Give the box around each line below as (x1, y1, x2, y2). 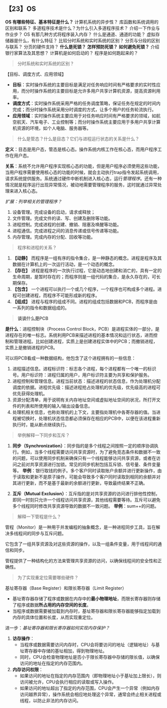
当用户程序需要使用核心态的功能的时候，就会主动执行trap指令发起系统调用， (5, 169, 162, 175)
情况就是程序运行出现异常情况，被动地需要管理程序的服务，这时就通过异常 (5, 181, 158, 187)
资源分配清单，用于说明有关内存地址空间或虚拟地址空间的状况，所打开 (12, 397, 157, 403)
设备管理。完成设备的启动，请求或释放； (12, 209, 95, 215)
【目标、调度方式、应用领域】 (5, 71, 66, 77)
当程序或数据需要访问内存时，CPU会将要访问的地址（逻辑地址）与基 (19, 641, 160, 647)
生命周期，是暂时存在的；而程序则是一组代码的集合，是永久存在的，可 (12, 273, 157, 279)
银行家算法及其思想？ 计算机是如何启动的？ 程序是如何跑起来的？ (5, 50, 138, 56)
